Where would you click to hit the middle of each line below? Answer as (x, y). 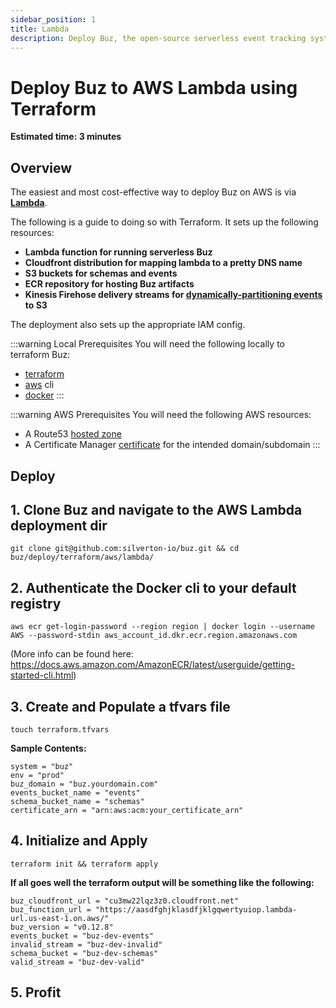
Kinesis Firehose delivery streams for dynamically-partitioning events (173, 295)
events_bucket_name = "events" (75, 792)
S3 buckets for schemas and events (101, 273)
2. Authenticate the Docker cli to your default (153, 587)
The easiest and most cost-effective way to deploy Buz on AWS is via (153, 192)
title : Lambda (40, 29)
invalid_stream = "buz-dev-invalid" (86, 944)
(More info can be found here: (72, 654)
